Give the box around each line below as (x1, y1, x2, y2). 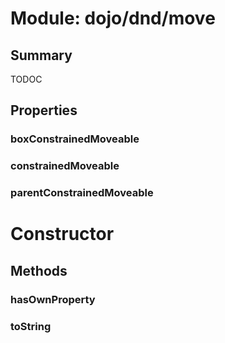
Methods (10, 262, 68, 279)
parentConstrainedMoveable (10, 186, 154, 200)
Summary (10, 47, 73, 64)
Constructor (10, 223, 115, 246)
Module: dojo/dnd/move (10, 7, 216, 30)
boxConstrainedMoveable (10, 132, 140, 146)
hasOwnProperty (10, 292, 96, 306)
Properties (10, 102, 78, 119)
